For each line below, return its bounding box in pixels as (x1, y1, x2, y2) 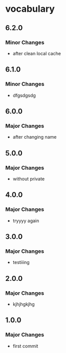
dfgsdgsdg (12, 92, 36, 98)
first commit (12, 343, 38, 349)
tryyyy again (12, 217, 39, 224)
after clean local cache (12, 50, 61, 56)
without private (12, 175, 45, 182)
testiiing (12, 259, 30, 266)
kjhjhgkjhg (12, 301, 35, 307)
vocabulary (5, 3, 55, 15)
